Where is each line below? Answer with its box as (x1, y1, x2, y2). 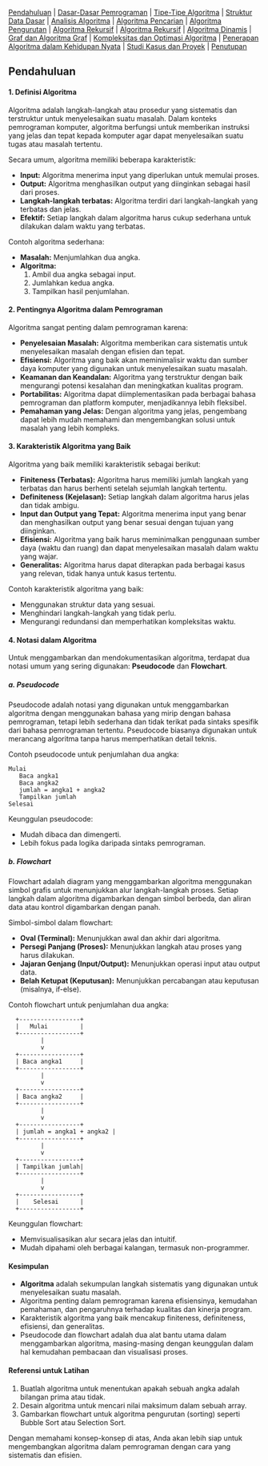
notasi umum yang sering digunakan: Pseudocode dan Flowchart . (8, 661, 228, 671)
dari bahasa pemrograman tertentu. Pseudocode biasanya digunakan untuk (8, 725, 258, 735)
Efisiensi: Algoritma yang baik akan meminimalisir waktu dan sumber (19, 355, 248, 365)
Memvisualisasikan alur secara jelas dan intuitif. (19, 1234, 178, 1244)
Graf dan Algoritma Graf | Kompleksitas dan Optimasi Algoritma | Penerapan (8, 33, 259, 42)
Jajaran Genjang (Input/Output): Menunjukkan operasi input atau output (19, 959, 261, 969)
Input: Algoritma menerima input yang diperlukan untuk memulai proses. (19, 170, 260, 180)
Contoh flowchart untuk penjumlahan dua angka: (8, 1000, 170, 1010)
